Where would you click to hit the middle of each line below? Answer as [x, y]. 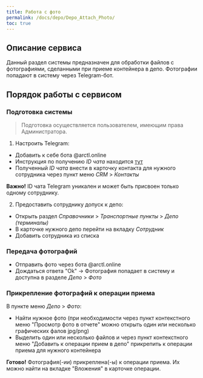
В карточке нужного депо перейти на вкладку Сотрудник [89, 229]
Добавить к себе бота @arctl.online [61, 155]
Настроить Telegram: [42, 143]
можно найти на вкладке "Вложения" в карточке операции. [84, 369]
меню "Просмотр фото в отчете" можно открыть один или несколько [105, 325]
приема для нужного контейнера [58, 351]
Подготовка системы [39, 112]
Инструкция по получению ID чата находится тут [79, 161]
